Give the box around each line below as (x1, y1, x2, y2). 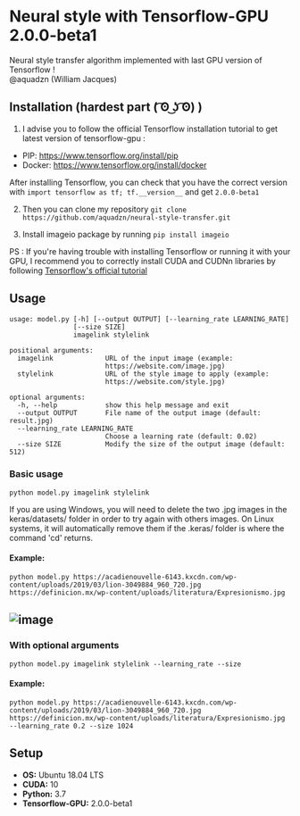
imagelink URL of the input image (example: (17, 354, 234, 362)
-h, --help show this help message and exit (17, 400, 229, 410)
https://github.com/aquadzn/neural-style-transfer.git (21, 212, 231, 222)
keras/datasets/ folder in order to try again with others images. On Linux (9, 513, 275, 524)
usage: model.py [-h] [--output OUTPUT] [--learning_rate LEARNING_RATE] (9, 314, 290, 323)
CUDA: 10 (21, 779, 59, 789)
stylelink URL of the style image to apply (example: (17, 369, 270, 379)
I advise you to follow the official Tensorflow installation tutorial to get (21, 123, 279, 134)
